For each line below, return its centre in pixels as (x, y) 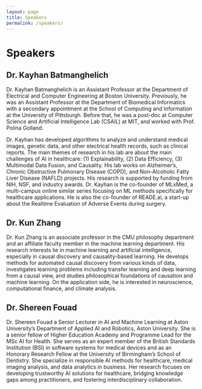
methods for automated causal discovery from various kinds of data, (91, 263)
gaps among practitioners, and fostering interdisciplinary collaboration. (94, 380)
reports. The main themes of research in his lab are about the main (89, 153)
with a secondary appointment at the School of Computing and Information (99, 109)
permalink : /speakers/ (35, 23)
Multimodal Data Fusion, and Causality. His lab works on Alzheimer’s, (92, 165)
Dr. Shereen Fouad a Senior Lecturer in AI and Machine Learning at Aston (97, 322)
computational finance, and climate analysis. (62, 289)
